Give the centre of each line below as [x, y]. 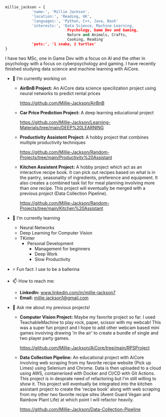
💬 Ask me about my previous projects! [51, 307]
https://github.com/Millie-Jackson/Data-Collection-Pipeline [80, 409]
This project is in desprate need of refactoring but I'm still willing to [88, 378]
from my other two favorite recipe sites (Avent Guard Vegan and [85, 394]
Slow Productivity [53, 259]
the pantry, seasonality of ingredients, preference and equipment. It [89, 177]
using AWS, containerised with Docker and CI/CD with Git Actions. [87, 373]
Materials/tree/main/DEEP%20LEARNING [62, 127]
